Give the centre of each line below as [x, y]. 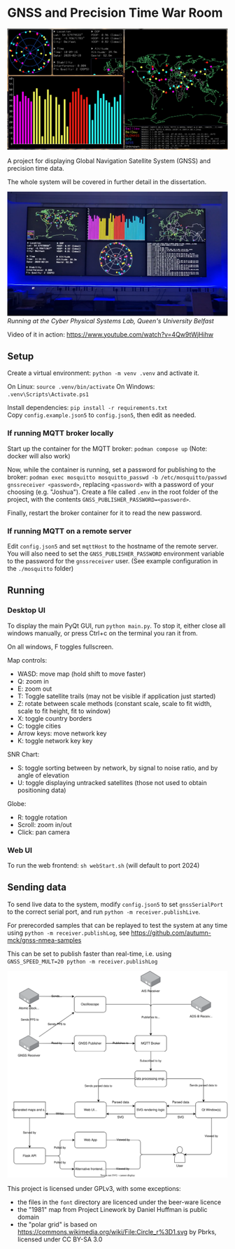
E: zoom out [35, 689]
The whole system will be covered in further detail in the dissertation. [107, 182]
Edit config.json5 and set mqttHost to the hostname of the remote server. [113, 546]
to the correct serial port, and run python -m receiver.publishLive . [104, 912]
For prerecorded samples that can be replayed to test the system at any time [117, 925]
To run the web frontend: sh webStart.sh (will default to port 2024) [104, 865]
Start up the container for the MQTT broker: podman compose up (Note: [107, 449]
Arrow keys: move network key [62, 733]
